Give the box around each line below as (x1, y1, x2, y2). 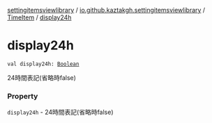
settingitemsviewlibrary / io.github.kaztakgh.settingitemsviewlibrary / (7, 6, 206, 14)
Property (7, 91, 38, 101)
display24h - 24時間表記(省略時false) (7, 108, 114, 117)
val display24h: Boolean (7, 60, 79, 67)
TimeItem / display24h (7, 13, 72, 22)
